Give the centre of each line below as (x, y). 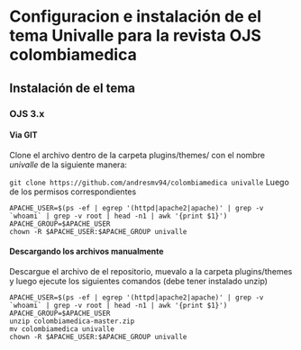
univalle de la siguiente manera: (68, 165)
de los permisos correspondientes (73, 192)
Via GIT (23, 135)
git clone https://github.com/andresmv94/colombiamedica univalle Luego (150, 182)
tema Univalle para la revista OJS (135, 36)
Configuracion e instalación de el (136, 17)
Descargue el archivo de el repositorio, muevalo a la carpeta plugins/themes (151, 271)
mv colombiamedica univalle (62, 329)
